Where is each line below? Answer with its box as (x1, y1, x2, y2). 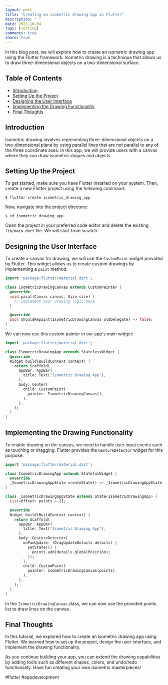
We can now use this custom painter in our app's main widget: (5, 331, 133, 337)
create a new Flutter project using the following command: (5, 186, 125, 192)
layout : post (5, 7, 32, 13)
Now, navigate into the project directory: (5, 204, 88, 210)
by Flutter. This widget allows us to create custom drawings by (5, 261, 134, 267)
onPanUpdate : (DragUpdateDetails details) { (23, 540, 117, 545)
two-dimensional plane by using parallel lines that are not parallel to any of (5, 142, 159, 148)
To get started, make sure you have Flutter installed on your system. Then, (5, 180, 158, 186)
